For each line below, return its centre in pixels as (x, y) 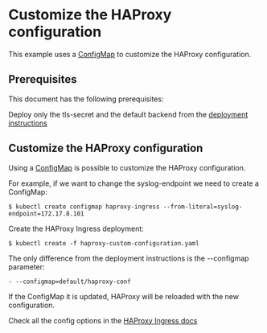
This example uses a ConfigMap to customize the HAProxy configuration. (130, 54)
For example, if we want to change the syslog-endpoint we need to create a (134, 183)
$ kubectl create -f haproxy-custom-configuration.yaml (104, 243)
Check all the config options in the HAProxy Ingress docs (103, 320)
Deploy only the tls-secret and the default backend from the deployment (128, 114)
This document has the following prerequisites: (86, 99)
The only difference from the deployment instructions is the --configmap (129, 258)
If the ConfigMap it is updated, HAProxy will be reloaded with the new (124, 296)
